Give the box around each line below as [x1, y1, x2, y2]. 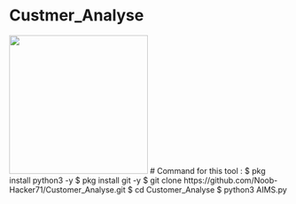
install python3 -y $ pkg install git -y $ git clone [9, 175, 183, 185]
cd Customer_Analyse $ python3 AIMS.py [134, 184, 288, 195]
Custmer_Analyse [9, 5, 144, 26]
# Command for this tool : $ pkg [149, 165, 266, 176]
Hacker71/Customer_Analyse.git [9, 184, 126, 195]
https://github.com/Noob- [183, 175, 278, 185]
